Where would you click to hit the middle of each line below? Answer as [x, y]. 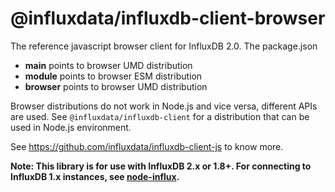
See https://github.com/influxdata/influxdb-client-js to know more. [147, 146]
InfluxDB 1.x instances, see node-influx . [95, 176]
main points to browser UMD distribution [108, 65]
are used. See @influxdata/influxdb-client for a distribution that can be [160, 116]
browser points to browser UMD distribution [116, 86]
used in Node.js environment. [71, 127]
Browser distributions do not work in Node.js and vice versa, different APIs [164, 106]
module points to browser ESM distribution [113, 76]
